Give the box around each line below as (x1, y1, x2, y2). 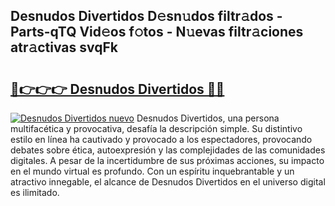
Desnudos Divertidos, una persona (136, 112, 280, 124)
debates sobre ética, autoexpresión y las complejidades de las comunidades (10, 144, 326, 156)
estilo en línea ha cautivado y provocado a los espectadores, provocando (10, 134, 313, 145)
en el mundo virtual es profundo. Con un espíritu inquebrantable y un (10, 165, 295, 177)
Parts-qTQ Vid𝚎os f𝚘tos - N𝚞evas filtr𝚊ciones (10, 24, 304, 41)
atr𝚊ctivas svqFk (10, 39, 119, 56)
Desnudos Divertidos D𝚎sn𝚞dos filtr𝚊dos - (10, 8, 283, 25)
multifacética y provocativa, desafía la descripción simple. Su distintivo (10, 123, 303, 134)
